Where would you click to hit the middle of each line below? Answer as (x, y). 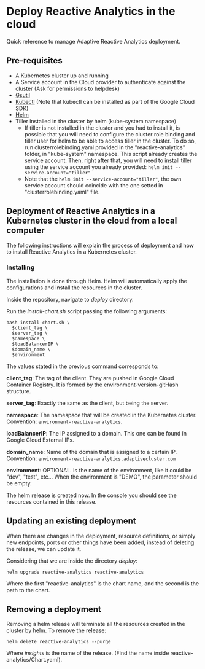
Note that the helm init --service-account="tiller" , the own (103, 179)
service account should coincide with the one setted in (94, 185)
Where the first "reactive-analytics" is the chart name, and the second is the (103, 583)
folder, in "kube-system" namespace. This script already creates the (111, 154)
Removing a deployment (54, 609)
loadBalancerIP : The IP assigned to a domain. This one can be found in (97, 433)
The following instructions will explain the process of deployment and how (100, 245)
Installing (21, 267)
